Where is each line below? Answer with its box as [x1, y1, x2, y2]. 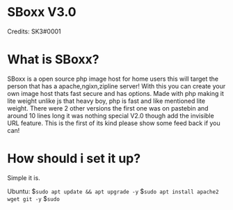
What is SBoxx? [7, 51, 99, 67]
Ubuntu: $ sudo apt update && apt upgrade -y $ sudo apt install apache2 [7, 187, 219, 195]
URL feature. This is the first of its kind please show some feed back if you [7, 119, 220, 127]
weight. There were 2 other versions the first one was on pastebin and [7, 104, 209, 112]
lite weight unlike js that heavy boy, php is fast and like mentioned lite [7, 97, 206, 105]
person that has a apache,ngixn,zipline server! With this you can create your [7, 81, 226, 90]
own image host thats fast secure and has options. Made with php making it [7, 89, 224, 97]
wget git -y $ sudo [7, 194, 61, 202]
